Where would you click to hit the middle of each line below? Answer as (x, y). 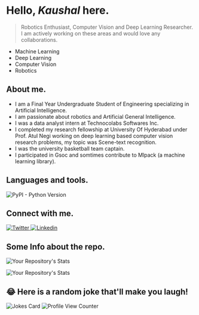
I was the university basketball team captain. (70, 148)
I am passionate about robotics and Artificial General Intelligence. (95, 116)
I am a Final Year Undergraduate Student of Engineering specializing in (102, 104)
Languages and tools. (47, 180)
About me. (26, 90)
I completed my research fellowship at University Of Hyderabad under (101, 129)
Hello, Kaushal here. (58, 10)
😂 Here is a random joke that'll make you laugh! (97, 292)
